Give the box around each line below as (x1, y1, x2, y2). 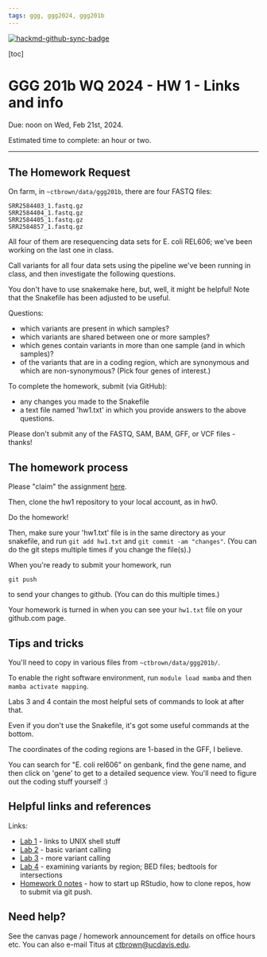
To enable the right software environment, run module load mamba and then (8, 673, 252, 682)
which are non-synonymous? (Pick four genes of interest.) (19, 366, 211, 376)
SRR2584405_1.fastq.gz (8, 216, 83, 224)
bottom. (8, 729, 34, 738)
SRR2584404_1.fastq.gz (8, 209, 83, 217)
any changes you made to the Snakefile (19, 397, 149, 406)
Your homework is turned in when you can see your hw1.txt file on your (8, 605, 243, 614)
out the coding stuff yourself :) (8, 777, 109, 786)
